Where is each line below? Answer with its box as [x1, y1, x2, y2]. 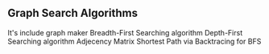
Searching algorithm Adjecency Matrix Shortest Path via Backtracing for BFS [7, 36, 262, 46]
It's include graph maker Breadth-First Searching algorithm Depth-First [7, 27, 243, 37]
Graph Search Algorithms [7, 6, 139, 20]
